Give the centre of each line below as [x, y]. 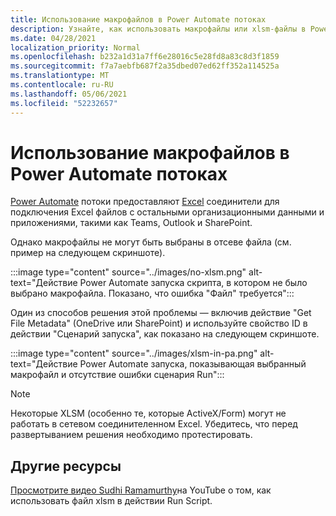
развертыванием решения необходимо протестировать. [131, 435]
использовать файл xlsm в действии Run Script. [111, 501]
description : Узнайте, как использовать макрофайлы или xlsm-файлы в [158, 29]
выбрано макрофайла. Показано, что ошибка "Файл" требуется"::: [152, 293]
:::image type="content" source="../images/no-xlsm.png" [128, 272]
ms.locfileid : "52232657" [64, 103]
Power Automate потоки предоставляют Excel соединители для [145, 202]
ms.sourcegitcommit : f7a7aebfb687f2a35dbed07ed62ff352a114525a [145, 66]
